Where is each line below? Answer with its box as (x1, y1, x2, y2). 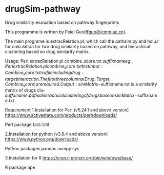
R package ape (5, 164, 36, 171)
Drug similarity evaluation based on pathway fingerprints (5, 19, 120, 25)
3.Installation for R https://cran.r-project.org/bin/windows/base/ (5, 155, 133, 161)
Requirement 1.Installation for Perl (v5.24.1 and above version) (5, 107, 129, 113)
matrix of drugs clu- (5, 87, 45, 93)
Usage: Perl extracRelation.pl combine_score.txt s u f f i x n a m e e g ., (5, 58, 133, 64)
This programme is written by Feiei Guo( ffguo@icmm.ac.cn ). (5, 29, 127, 35)
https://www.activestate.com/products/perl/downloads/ (5, 112, 117, 118)
